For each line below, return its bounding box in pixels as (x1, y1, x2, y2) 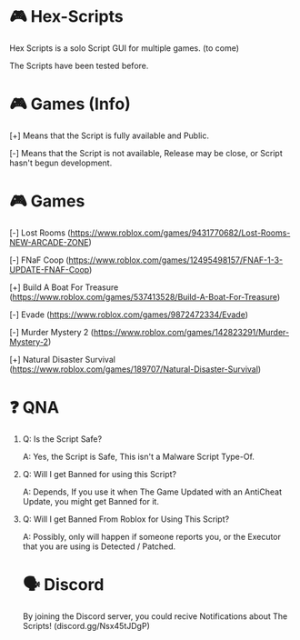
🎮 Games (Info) (9, 94, 132, 115)
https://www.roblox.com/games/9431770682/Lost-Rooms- (70, 227, 291, 238)
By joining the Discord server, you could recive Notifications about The (22, 610, 288, 622)
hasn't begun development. (9, 157, 113, 168)
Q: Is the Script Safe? (22, 433, 103, 445)
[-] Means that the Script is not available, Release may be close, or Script (9, 147, 284, 158)
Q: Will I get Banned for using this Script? (22, 468, 177, 479)
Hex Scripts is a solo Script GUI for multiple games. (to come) (9, 42, 239, 54)
